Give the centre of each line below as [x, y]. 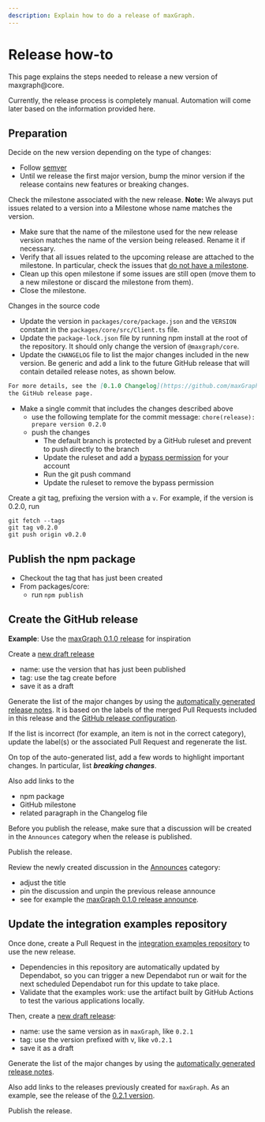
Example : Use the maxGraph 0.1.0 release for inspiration [100, 638]
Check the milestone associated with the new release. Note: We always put [131, 200]
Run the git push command [87, 474]
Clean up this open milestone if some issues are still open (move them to [138, 274]
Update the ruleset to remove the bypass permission [129, 483]
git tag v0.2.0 [33, 528]
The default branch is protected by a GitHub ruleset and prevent [147, 441]
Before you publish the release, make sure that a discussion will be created [130, 828]
